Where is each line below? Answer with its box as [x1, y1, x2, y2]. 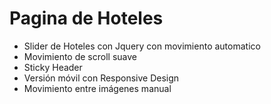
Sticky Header [23, 61, 83, 73]
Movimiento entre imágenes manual [23, 82, 172, 94]
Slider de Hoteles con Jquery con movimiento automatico [23, 40, 261, 52]
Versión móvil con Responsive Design [23, 72, 180, 84]
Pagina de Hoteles [9, 7, 164, 30]
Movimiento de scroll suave [23, 50, 137, 62]
